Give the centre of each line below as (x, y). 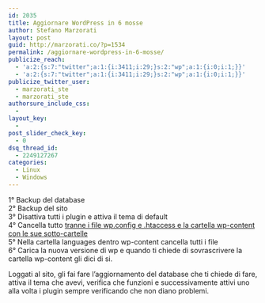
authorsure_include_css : (49, 104)
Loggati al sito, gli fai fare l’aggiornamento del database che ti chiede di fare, (133, 274)
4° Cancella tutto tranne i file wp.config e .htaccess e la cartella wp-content (132, 225)
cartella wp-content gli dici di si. (61, 259)
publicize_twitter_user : (49, 81)
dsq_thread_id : (33, 148)
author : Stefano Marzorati (53, 30)
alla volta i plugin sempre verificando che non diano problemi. (109, 290)
